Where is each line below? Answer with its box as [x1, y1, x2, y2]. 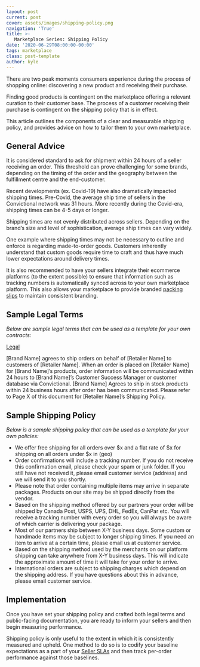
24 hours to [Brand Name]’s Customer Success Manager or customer [6, 374, 177, 381]
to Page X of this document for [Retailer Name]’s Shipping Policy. [6, 393, 166, 400]
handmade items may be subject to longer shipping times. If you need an [14, 533, 195, 540]
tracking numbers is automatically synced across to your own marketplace [6, 279, 190, 287]
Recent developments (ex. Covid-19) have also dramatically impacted [6, 188, 177, 195]
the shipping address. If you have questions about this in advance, [14, 571, 179, 578]
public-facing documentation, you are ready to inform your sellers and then [6, 617, 192, 624]
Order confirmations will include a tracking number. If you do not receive [14, 457, 193, 464]
